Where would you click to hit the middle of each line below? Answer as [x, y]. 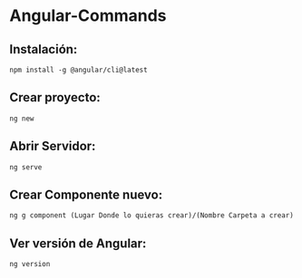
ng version [30, 264]
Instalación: [44, 49]
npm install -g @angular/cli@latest [78, 70]
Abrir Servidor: [53, 146]
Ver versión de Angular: [78, 243]
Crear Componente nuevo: [86, 195]
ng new [22, 119]
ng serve [26, 167]
